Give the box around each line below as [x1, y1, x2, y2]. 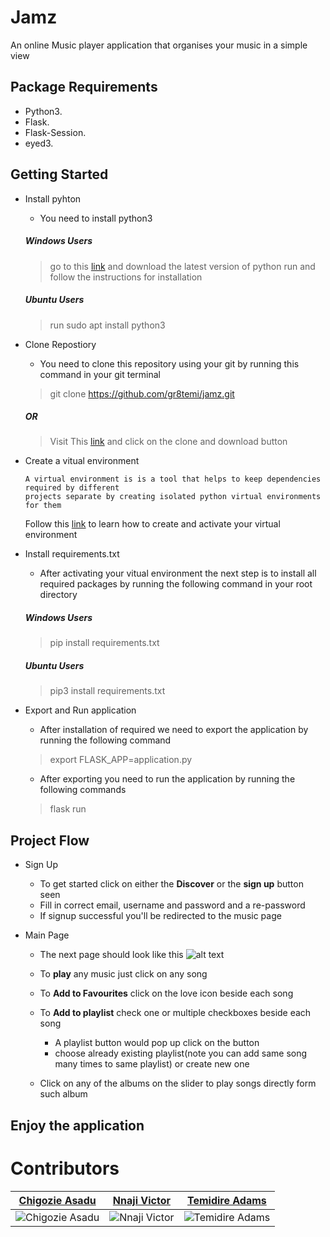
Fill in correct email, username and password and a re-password [39, 899, 306, 911]
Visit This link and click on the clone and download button [49, 436, 288, 448]
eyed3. [24, 137, 54, 149]
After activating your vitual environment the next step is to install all [39, 567, 317, 580]
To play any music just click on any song [39, 968, 208, 980]
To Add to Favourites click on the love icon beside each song [39, 987, 294, 1000]
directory [39, 589, 78, 601]
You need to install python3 [39, 212, 153, 224]
